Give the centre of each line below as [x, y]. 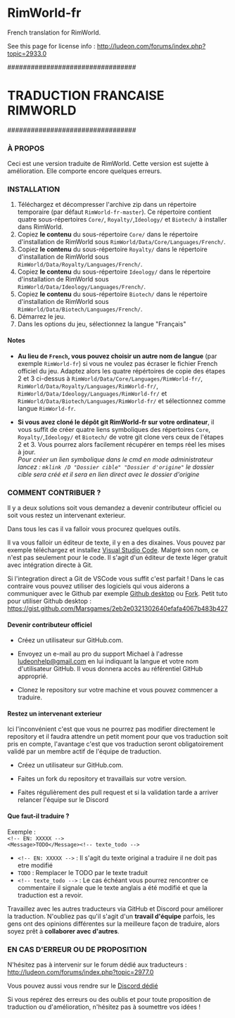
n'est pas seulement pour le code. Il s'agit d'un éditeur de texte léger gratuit [117, 557]
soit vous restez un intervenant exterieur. [66, 515]
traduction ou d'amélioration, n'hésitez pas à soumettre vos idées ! [104, 1007]
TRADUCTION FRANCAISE [86, 96]
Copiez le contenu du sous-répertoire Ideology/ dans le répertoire [114, 272]
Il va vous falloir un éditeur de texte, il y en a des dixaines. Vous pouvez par [116, 542]
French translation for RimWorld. [54, 32]
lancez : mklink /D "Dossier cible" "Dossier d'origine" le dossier [116, 466]
